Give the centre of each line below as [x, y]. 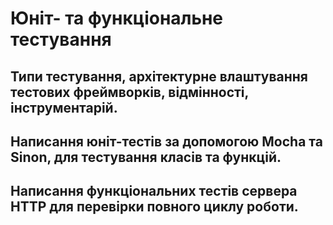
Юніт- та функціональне [117, 18]
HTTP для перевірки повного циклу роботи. [154, 207]
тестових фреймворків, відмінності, [129, 92]
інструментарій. [64, 107]
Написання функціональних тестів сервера [154, 191]
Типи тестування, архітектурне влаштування [159, 76]
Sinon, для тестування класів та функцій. [146, 157]
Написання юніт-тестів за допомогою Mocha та [166, 141]
